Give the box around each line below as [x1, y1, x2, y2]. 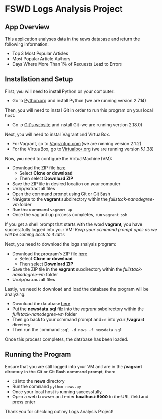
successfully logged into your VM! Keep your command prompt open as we [5, 226, 157, 232]
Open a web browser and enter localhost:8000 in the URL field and [12, 394, 149, 399]
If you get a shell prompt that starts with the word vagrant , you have [5, 221, 142, 227]
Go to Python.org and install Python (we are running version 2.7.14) [12, 97, 146, 103]
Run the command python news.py [12, 383, 81, 389]
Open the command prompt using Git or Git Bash [12, 191, 111, 197]
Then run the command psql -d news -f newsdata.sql [12, 326, 122, 332]
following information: [5, 41, 49, 47]
